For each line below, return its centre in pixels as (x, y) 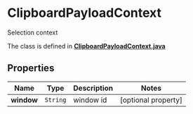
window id (90, 100)
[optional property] (151, 100)
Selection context (33, 32)
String (55, 100)
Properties (31, 68)
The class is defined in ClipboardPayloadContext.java (87, 46)
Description (93, 88)
